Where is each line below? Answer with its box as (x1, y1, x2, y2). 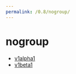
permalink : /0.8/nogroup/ (5, 8, 70, 15)
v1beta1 (14, 61, 33, 68)
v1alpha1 (14, 55, 35, 62)
